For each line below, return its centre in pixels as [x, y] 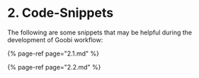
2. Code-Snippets [61, 13]
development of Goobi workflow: [55, 39]
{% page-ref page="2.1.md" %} [53, 53]
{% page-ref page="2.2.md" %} [54, 67]
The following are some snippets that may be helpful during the [100, 32]
